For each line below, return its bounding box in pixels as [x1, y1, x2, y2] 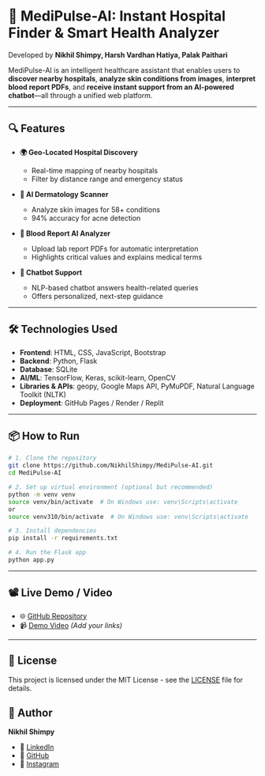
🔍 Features [8, 122, 65, 135]
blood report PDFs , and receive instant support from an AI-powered [8, 82, 234, 92]
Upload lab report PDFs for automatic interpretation [31, 244, 199, 253]
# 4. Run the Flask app [8, 549, 87, 557]
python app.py [8, 556, 55, 564]
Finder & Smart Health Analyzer [8, 24, 219, 42]
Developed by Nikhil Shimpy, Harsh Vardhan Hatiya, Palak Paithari [8, 50, 228, 59]
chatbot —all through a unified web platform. [8, 90, 153, 100]
